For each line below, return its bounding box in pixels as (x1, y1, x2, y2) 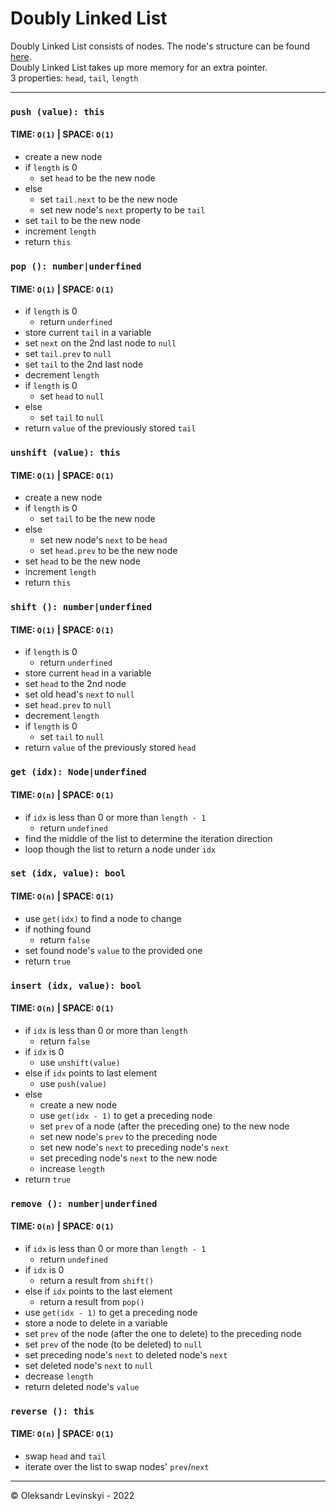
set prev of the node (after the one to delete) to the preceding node (24, 1327, 302, 1339)
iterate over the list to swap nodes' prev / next (24, 1461, 210, 1473)
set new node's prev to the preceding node (39, 1130, 218, 1142)
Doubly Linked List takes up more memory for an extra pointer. (10, 61, 268, 73)
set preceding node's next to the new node (39, 1152, 218, 1164)
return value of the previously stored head (24, 742, 197, 754)
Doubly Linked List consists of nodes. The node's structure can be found (10, 40, 311, 52)
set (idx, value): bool (10, 868, 127, 879)
